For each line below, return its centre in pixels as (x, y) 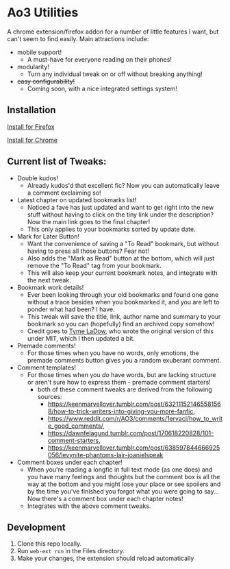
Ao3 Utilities (43, 13)
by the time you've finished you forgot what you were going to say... (123, 491)
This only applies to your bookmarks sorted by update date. (112, 229)
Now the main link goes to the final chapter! (89, 221)
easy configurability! (46, 81)
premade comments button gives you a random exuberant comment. (124, 360)
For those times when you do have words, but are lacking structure (122, 374)
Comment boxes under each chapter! (69, 462)
